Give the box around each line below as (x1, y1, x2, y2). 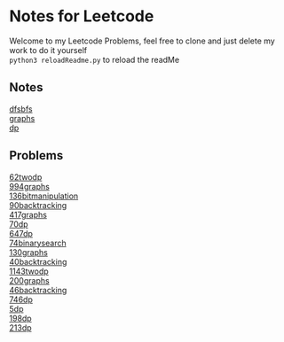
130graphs (9, 246, 49, 258)
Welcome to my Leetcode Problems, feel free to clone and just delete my (9, 35, 275, 46)
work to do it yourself (9, 44, 87, 55)
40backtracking (9, 256, 67, 267)
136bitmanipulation (9, 190, 79, 201)
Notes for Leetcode (9, 6, 154, 27)
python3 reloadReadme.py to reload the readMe (9, 54, 180, 65)
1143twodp (9, 266, 49, 276)
